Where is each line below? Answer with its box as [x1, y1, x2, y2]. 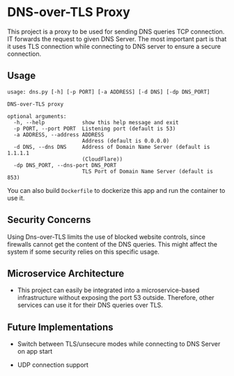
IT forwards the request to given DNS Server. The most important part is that [7, 34, 227, 43]
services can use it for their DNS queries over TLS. [17, 301, 164, 310]
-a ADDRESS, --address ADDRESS [13, 131, 104, 138]
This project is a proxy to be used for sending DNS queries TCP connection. [7, 27, 225, 36]
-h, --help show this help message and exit [13, 119, 179, 126]
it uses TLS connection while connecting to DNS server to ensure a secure [7, 42, 221, 50]
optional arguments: [7, 113, 68, 120]
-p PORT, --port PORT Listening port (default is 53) [13, 125, 176, 132]
